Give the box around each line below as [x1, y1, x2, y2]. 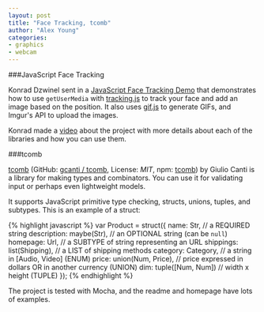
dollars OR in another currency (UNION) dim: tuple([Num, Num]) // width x [8, 262, 249, 272]
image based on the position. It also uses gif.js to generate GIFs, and [8, 102, 232, 111]
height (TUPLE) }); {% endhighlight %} [8, 271, 134, 280]
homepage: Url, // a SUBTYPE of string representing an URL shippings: [8, 238, 239, 246]
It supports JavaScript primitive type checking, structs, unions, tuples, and [8, 197, 251, 206]
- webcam [8, 48, 37, 56]
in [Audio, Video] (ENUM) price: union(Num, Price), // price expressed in [8, 254, 243, 263]
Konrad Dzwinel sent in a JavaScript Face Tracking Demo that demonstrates [8, 85, 257, 95]
